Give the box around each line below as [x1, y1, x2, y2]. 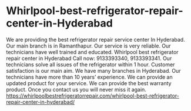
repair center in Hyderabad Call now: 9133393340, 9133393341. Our [6, 55, 172, 62]
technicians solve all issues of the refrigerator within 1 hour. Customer [6, 60, 175, 68]
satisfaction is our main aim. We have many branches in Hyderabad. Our [6, 67, 181, 74]
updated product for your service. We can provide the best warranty [6, 79, 172, 86]
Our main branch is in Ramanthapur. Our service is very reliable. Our [6, 42, 172, 49]
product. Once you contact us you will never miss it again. [6, 86, 147, 93]
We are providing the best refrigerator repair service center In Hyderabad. [6, 36, 185, 43]
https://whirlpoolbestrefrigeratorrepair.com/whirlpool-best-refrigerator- [6, 92, 179, 99]
